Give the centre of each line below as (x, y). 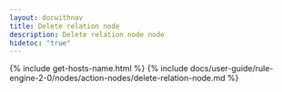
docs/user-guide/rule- (232, 69)
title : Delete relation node (65, 26)
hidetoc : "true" (40, 43)
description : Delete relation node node (87, 34)
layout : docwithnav (46, 18)
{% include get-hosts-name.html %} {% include (99, 69)
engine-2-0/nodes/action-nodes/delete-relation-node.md (117, 78)
